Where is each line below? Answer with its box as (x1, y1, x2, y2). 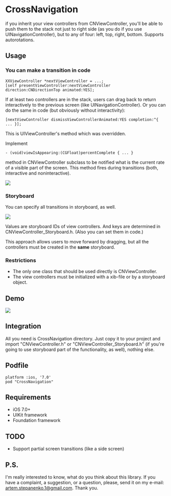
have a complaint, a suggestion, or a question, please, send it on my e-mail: (5, 480, 164, 486)
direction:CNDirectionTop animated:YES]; (5, 87, 95, 92)
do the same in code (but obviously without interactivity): (5, 107, 126, 113)
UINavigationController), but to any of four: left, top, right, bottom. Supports (5, 31, 164, 37)
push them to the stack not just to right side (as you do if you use (5, 26, 142, 32)
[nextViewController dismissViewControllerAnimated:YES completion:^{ (5, 117, 159, 122)
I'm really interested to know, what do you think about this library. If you (5, 474, 156, 480)
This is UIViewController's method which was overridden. (5, 130, 126, 136)
